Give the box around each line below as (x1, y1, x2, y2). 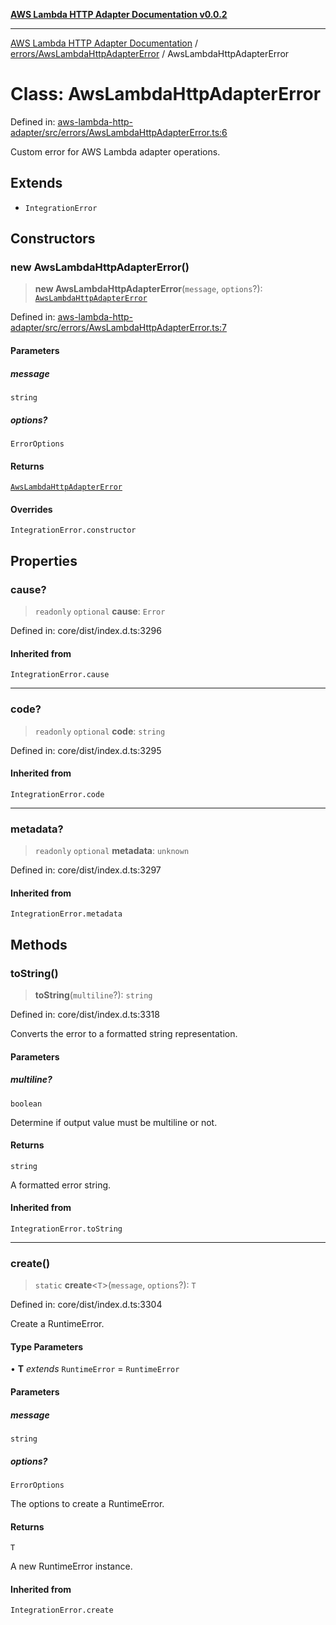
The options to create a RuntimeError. (10, 1497, 165, 1509)
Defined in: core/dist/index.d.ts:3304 (10, 1299, 163, 1311)
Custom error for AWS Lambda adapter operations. (10, 145, 221, 158)
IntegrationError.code (10, 789, 105, 799)
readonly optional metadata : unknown (34, 845, 190, 857)
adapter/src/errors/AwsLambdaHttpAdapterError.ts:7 (10, 322, 228, 334)
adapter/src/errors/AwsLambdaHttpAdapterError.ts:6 (10, 126, 228, 138)
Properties (10, 552, 78, 569)
